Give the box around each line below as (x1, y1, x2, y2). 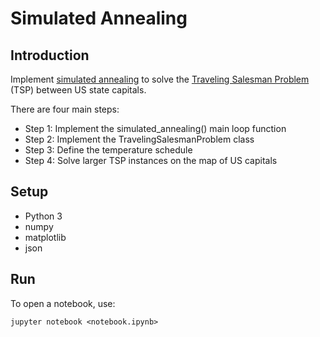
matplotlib (24, 231, 67, 243)
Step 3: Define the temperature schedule (24, 144, 193, 156)
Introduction (10, 47, 90, 64)
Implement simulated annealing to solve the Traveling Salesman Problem (10, 73, 310, 85)
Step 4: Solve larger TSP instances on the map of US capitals (24, 155, 278, 166)
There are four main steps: (10, 103, 120, 115)
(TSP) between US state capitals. (10, 84, 147, 96)
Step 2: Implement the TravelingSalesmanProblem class (24, 133, 255, 145)
